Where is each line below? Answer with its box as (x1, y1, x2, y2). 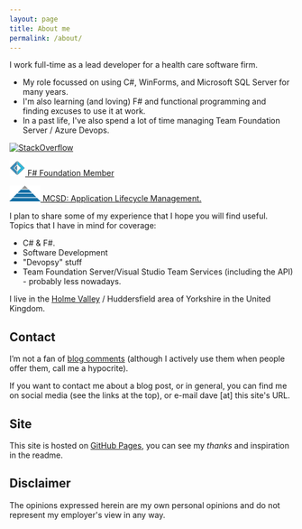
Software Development (22, 247, 108, 258)
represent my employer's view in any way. (9, 509, 166, 520)
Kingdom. (9, 303, 46, 314)
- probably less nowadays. (22, 276, 122, 287)
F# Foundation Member (26, 168, 114, 179)
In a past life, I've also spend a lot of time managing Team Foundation (22, 116, 281, 126)
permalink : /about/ (9, 33, 83, 42)
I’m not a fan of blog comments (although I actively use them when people (9, 353, 286, 365)
